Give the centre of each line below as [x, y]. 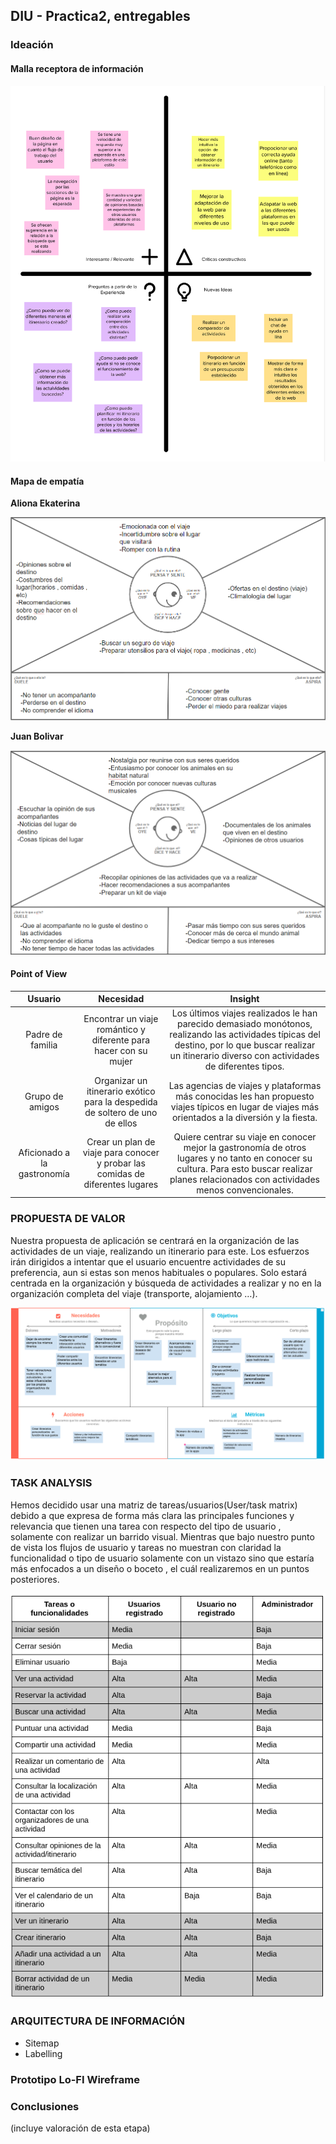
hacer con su [121, 1050]
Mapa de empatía [47, 481]
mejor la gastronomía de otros [245, 1147]
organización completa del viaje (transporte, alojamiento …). [134, 1293]
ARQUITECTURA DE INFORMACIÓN [98, 2021]
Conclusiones [45, 2106]
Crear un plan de [121, 1142]
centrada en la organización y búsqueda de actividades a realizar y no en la [166, 1283]
